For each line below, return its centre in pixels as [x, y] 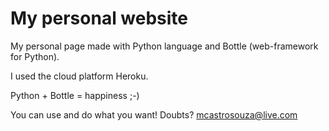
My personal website [99, 18]
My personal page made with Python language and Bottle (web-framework [164, 46]
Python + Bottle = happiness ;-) [75, 95]
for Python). [35, 56]
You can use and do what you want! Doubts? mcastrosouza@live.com [154, 114]
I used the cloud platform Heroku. [79, 76]
